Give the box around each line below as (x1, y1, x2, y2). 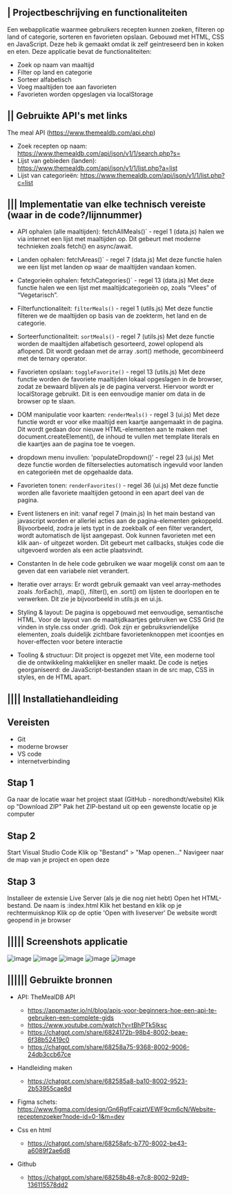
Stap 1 (7, 777, 35, 789)
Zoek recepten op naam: (17, 142, 88, 150)
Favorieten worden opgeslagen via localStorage (17, 90, 153, 98)
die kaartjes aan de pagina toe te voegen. (17, 440, 136, 448)
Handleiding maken (17, 1063, 72, 1071)
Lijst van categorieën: (17, 171, 79, 180)
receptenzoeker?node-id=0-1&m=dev (17, 1112, 125, 1120)
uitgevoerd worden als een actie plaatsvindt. (17, 546, 144, 555)
